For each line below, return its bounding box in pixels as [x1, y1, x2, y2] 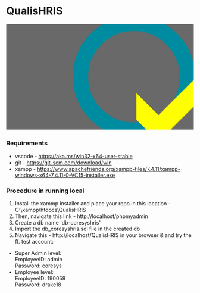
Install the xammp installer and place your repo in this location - [14, 200, 171, 207]
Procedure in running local [6, 186, 85, 195]
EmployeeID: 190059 [14, 275, 66, 282]
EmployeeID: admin [14, 256, 62, 263]
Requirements [6, 139, 48, 147]
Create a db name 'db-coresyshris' [14, 219, 101, 226]
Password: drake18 [14, 281, 61, 288]
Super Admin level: [14, 250, 61, 257]
